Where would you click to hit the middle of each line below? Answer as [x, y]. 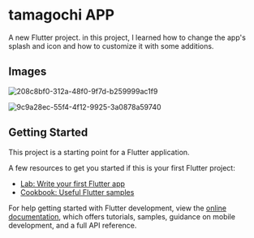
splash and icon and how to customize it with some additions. [111, 45]
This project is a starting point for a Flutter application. [99, 152]
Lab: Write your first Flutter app [73, 184]
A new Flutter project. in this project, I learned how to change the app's [127, 37]
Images [28, 72]
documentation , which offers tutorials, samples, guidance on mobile [122, 216]
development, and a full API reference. [73, 225]
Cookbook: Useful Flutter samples [77, 192]
